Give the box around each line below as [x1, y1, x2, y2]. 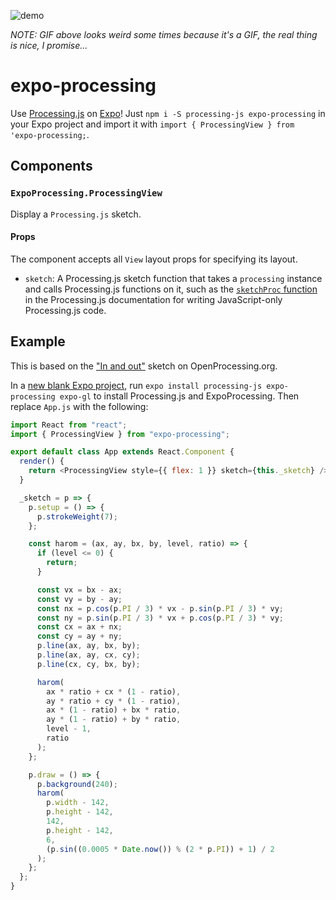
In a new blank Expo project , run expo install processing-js [10, 379, 263, 391]
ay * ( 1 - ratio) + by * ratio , [46, 715, 182, 725]
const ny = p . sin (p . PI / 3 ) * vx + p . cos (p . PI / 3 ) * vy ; [36, 613, 285, 623]
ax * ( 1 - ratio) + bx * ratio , [46, 705, 182, 715]
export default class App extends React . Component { [10, 447, 235, 457]
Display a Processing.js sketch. [10, 208, 142, 220]
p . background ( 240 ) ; [36, 779, 118, 789]
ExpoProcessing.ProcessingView [10, 188, 163, 199]
